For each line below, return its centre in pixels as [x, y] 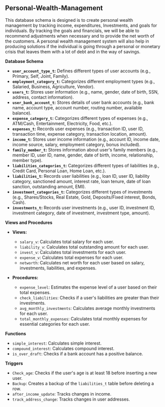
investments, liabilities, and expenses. [58, 268]
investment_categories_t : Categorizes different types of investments [82, 192]
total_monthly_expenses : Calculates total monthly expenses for [83, 318]
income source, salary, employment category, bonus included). [76, 144]
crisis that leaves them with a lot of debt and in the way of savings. [73, 51]
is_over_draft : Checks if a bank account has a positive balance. [78, 354]
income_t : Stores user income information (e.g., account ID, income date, [86, 139]
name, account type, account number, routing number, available [77, 107]
